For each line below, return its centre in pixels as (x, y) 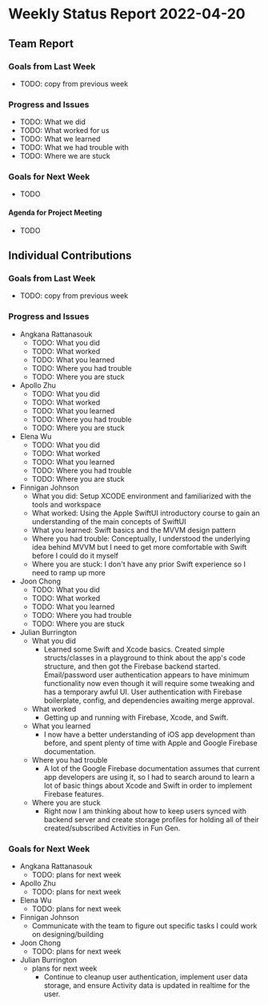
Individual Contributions (70, 256)
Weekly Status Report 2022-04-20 (127, 14)
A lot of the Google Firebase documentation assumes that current (152, 768)
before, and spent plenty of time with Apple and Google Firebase (150, 743)
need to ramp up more (69, 572)
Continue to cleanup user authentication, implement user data (146, 977)
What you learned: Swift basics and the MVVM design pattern (134, 530)
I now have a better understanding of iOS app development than (150, 734)
